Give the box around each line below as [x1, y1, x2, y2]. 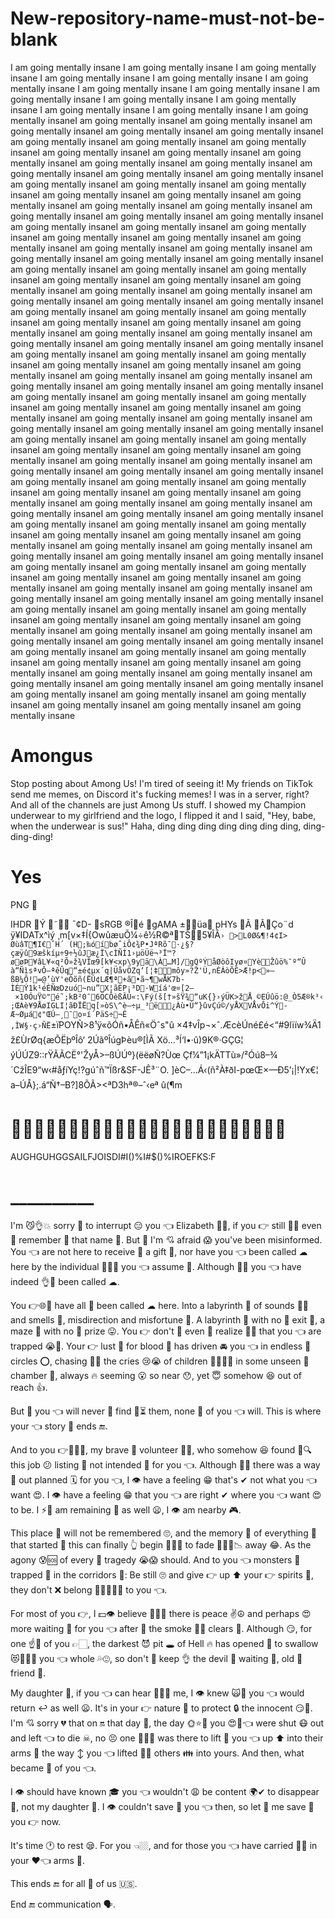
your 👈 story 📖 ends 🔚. [10, 1420, 108, 1432]
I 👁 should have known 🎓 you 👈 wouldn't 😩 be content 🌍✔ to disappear [10, 1785, 320, 1797]
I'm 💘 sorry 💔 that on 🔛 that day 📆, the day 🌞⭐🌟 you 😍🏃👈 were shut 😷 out [10, 1717, 325, 1729]
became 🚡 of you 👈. [10, 1762, 97, 1774]
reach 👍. [10, 1381, 48, 1393]
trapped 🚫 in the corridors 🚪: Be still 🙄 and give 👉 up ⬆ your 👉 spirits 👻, [10, 1568, 315, 1581]
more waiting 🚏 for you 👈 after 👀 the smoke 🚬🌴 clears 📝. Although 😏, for [10, 1622, 313, 1634]
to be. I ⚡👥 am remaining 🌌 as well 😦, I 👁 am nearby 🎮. [10, 1503, 242, 1516]
